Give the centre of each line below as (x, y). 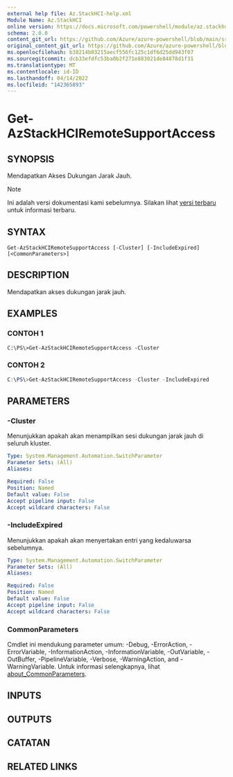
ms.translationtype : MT (42, 65)
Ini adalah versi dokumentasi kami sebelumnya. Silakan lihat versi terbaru (112, 203)
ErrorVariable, (27, 652)
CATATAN (29, 743)
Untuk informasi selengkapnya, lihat (109, 667)
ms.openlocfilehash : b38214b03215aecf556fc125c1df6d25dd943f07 (101, 53)
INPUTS (24, 695)
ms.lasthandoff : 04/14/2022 (48, 78)
